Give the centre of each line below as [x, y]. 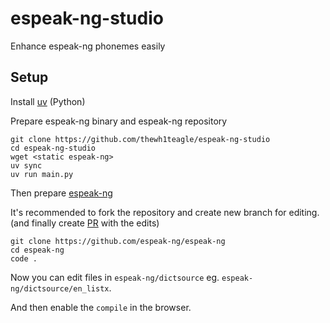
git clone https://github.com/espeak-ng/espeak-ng [118, 241]
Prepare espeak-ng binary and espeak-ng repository [119, 121]
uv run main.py [42, 174]
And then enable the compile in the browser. [101, 307]
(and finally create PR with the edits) [85, 223]
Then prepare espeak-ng [61, 193]
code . [24, 258]
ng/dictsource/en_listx [60, 288]
